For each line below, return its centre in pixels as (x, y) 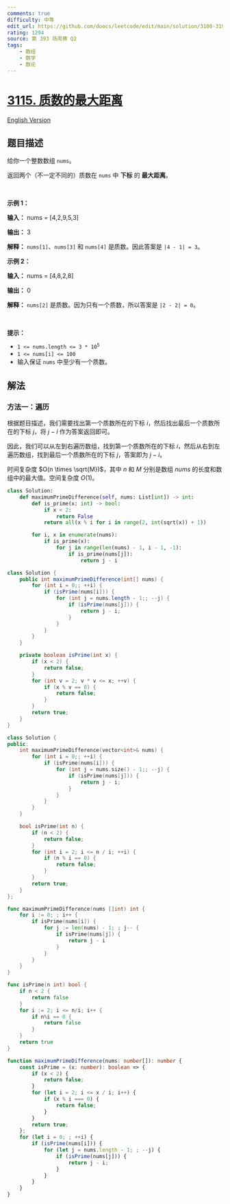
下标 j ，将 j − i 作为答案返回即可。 (66, 431)
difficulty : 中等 (31, 20)
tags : (15, 45)
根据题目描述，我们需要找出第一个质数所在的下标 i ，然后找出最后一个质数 (111, 423)
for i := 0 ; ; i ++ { (49, 915)
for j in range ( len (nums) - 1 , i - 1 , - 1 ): (119, 548)
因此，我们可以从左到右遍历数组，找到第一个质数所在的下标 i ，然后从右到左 (114, 447)
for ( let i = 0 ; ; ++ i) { (56, 1138)
